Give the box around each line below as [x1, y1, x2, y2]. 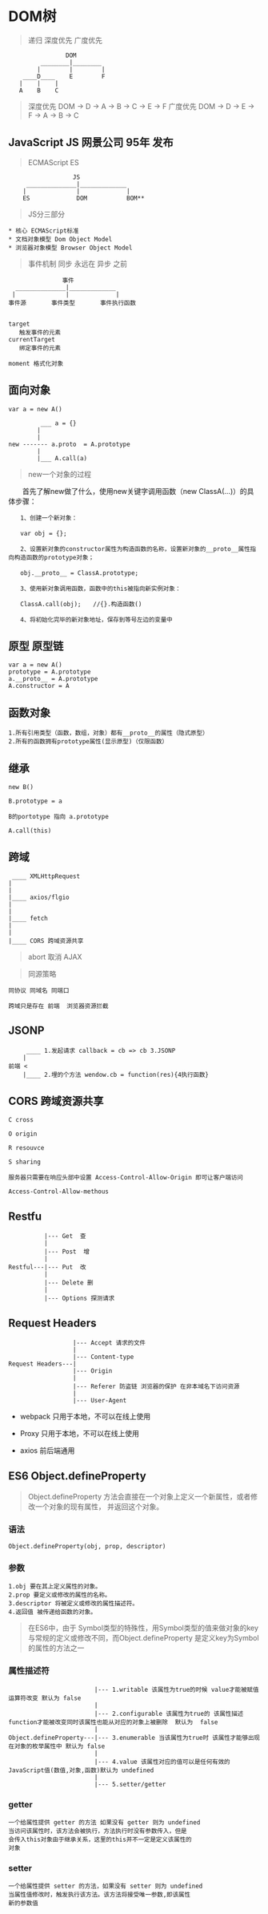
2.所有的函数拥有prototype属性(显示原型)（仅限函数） [8, 738, 168, 746]
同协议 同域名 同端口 [8, 986, 70, 994]
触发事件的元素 [18, 328, 62, 337]
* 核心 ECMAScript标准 [8, 226, 79, 235]
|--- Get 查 [43, 1232, 86, 1240]
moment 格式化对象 [8, 359, 64, 367]
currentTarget [8, 335, 56, 343]
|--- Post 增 [43, 1248, 90, 1256]
